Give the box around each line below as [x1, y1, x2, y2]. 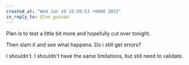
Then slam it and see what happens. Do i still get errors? [6, 41, 141, 48]
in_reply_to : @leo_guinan [6, 14, 69, 20]
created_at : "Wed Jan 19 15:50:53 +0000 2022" [6, 8, 121, 15]
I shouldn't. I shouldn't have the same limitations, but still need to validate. [6, 52, 184, 59]
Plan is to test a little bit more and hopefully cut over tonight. [6, 30, 150, 37]
